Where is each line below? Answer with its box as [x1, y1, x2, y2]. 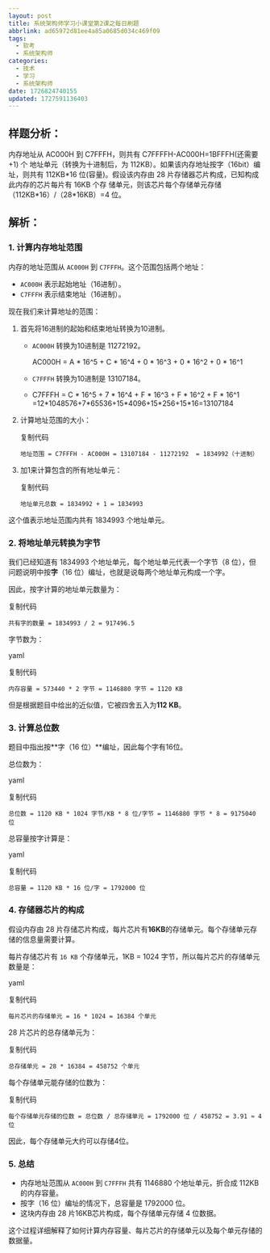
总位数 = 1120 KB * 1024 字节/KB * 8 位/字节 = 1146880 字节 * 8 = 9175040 [8, 810, 256, 818]
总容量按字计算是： [8, 833, 73, 843]
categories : [8, 57, 48, 65]
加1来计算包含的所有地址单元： [19, 465, 123, 475]
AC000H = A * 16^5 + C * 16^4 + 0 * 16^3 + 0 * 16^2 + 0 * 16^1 [31, 356, 243, 366]
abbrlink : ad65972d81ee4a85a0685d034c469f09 [8, 27, 160, 35]
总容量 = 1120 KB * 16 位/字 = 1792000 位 [8, 884, 146, 892]
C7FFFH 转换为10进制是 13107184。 [31, 373, 145, 383]
